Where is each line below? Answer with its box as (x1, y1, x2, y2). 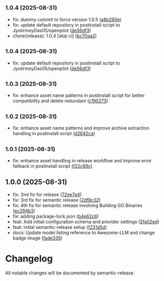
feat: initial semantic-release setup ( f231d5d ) (12, 224, 107, 230)
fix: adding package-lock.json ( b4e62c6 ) (12, 213, 99, 219)
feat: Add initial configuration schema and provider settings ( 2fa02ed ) (12, 219, 159, 225)
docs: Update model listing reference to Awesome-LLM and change (12, 229, 155, 235)
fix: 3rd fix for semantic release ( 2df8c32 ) (12, 197, 101, 203)
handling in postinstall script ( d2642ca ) (12, 131, 95, 137)
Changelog (5, 253, 53, 265)
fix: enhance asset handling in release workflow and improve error (12, 158, 152, 164)
